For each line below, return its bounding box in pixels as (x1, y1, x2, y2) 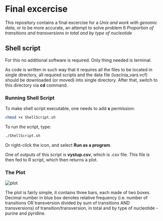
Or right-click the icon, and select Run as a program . (5, 142, 112, 148)
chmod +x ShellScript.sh (5, 115, 56, 120)
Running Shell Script (5, 94, 55, 101)
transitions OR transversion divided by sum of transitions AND (5, 200, 130, 206)
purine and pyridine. (5, 210, 46, 216)
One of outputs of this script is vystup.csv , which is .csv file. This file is (5, 152, 150, 157)
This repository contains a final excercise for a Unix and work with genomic (5, 20, 158, 25)
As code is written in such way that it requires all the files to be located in (5, 66, 153, 72)
